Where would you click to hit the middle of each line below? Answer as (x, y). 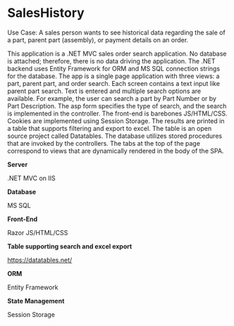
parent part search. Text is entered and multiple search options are (104, 91)
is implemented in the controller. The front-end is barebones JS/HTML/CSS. (117, 113)
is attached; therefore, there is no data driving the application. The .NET (111, 61)
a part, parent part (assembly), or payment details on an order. (98, 39)
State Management (36, 301)
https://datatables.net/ (40, 260)
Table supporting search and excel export (70, 246)
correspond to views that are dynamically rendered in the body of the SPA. (116, 151)
